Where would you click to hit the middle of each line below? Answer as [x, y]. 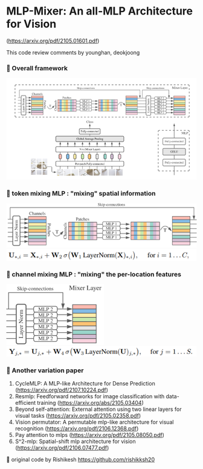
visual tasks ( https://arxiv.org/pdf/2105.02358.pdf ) [78, 416]
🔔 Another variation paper [45, 370]
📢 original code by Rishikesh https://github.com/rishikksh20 [81, 460]
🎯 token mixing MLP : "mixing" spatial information [81, 193]
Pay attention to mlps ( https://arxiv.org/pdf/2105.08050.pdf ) [90, 435]
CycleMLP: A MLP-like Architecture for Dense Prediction [85, 384]
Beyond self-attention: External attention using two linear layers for [98, 409]
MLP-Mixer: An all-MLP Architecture [100, 11]
